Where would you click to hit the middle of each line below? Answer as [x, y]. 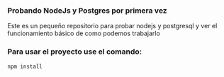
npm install [25, 66]
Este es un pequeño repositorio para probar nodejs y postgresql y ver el [112, 26]
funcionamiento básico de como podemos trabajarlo [84, 33]
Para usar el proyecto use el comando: [75, 52]
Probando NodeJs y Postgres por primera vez [88, 11]
